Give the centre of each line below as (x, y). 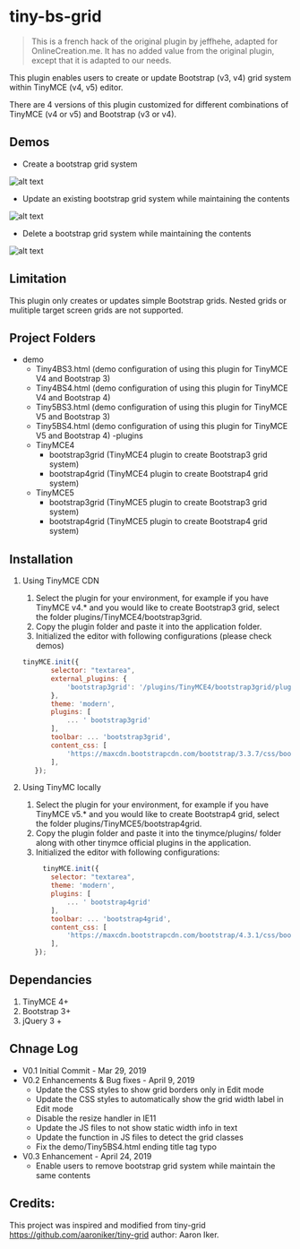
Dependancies (51, 980)
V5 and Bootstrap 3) (73, 417)
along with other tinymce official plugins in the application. (143, 843)
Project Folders (53, 338)
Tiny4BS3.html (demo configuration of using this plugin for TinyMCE (162, 369)
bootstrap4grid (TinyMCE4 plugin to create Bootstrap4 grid (159, 474)
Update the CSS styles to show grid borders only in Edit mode (150, 1090)
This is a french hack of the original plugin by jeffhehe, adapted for (154, 41)
